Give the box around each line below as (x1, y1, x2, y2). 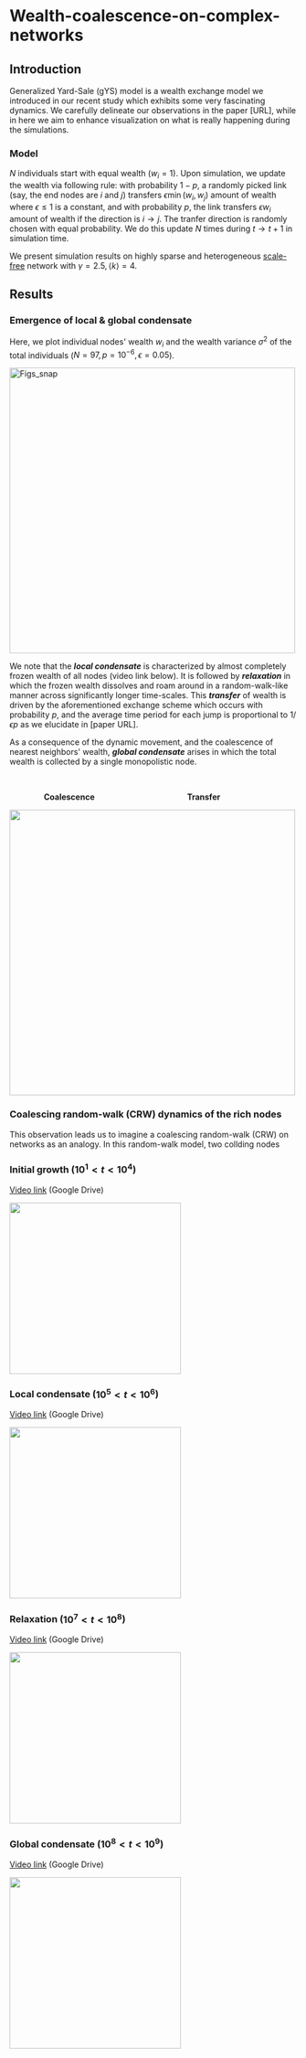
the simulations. (9, 124, 69, 135)
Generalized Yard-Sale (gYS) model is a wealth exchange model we (9, 86, 264, 96)
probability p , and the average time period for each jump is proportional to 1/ (9, 709, 297, 720)
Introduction (9, 61, 82, 77)
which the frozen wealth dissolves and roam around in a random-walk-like (9, 680, 289, 691)
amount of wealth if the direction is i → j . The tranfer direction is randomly (9, 213, 288, 224)
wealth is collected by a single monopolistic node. (9, 756, 197, 768)
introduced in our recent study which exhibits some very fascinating (9, 95, 266, 106)
